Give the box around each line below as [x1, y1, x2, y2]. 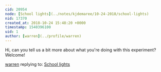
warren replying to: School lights [5, 61, 71, 67]
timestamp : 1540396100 [5, 25, 51, 30]
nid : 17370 [5, 16, 27, 21]
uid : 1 [5, 29, 18, 34]
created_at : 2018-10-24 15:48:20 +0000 [5, 20, 86, 25]
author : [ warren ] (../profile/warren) [5, 34, 82, 39]
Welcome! [5, 52, 25, 58]
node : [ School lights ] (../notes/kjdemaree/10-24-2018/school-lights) [5, 12, 149, 16]
